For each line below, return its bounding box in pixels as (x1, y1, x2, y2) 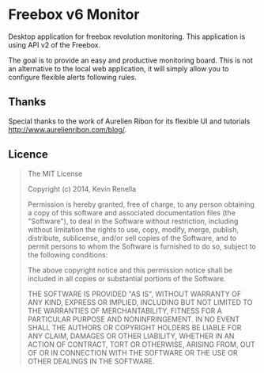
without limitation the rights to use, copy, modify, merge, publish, (27, 224, 239, 234)
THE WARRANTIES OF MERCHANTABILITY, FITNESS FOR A (27, 306, 223, 315)
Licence (8, 148, 49, 162)
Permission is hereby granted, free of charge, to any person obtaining (27, 200, 255, 209)
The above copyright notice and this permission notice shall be (27, 265, 233, 275)
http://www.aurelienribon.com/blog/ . (8, 124, 127, 134)
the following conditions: (27, 249, 108, 259)
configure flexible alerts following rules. (8, 72, 137, 82)
